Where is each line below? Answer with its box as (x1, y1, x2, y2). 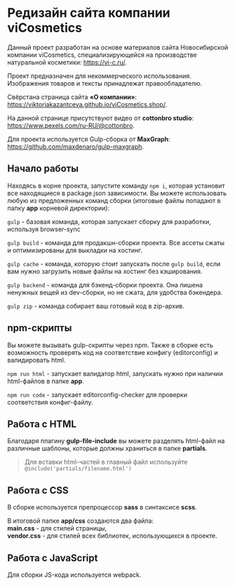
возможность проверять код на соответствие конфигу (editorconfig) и (7, 348, 218, 356)
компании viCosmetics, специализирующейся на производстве (7, 51, 198, 59)
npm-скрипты (7, 322, 72, 334)
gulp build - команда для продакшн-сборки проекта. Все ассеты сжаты (7, 238, 225, 247)
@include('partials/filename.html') (24, 465, 132, 472)
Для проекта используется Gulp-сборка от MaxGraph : (7, 135, 170, 143)
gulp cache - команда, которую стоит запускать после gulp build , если (7, 259, 221, 268)
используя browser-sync (7, 225, 81, 233)
